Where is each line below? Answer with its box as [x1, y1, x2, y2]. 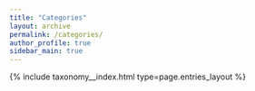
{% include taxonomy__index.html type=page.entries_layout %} [9, 71, 247, 82]
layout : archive [9, 22, 71, 31]
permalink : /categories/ [9, 30, 103, 39]
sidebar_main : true [9, 47, 83, 56]
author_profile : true [9, 38, 92, 48]
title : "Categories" [9, 13, 88, 23]
